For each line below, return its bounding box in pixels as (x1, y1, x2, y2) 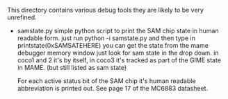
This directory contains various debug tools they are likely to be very (7, 6, 204, 14)
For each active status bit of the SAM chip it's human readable (17, 77, 196, 85)
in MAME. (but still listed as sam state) (17, 64, 127, 71)
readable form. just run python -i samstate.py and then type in (17, 34, 196, 42)
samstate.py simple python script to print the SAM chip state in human (17, 27, 219, 35)
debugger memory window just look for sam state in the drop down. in (17, 48, 219, 57)
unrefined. (7, 13, 37, 21)
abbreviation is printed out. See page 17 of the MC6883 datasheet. (17, 84, 209, 92)
